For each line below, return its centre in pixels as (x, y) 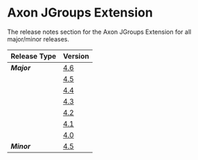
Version (76, 56)
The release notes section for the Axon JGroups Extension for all (99, 32)
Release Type (34, 56)
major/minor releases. (38, 39)
